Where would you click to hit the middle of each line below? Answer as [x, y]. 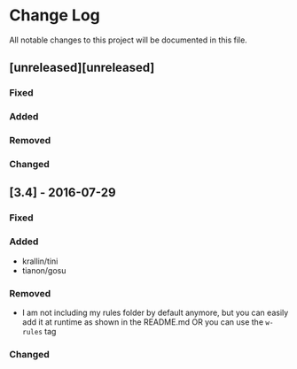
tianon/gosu [44, 270]
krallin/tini [40, 261]
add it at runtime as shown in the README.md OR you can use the [143, 322]
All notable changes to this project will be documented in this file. [129, 40]
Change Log [55, 15]
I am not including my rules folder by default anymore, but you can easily [155, 312]
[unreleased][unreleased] [82, 68]
